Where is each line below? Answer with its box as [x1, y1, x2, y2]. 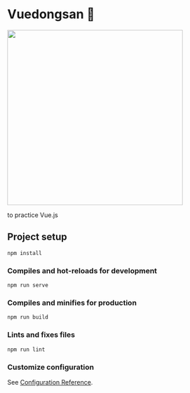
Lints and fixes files [7, 330, 76, 340]
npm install [7, 249, 42, 256]
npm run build [7, 314, 49, 321]
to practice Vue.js [7, 210, 58, 219]
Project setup [7, 231, 68, 243]
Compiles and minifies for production [7, 298, 137, 308]
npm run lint [7, 346, 46, 353]
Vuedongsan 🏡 [7, 6, 95, 22]
